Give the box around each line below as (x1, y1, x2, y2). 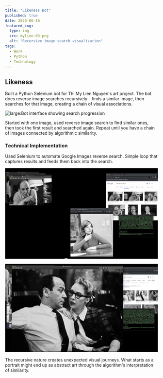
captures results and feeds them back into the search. (5, 159, 113, 164)
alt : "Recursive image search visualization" (9, 39, 103, 44)
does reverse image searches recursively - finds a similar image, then (5, 96, 145, 102)
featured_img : (5, 23, 34, 28)
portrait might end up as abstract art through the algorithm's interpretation (5, 362, 154, 368)
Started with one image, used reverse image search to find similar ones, (5, 120, 149, 126)
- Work (9, 49, 23, 54)
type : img (9, 28, 29, 34)
